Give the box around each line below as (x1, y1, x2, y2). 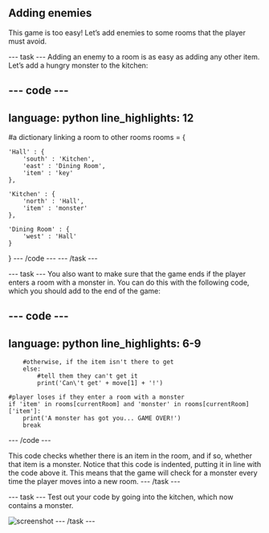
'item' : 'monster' (22, 204, 88, 212)
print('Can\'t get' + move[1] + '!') (37, 379, 163, 387)
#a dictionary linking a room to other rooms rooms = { (8, 133, 186, 142)
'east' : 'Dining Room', (22, 162, 106, 170)
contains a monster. (8, 501, 74, 510)
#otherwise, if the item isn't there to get (22, 358, 174, 367)
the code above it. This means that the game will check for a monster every (8, 468, 259, 478)
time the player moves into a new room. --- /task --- (8, 477, 181, 486)
